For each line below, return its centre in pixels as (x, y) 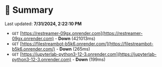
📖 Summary (29, 10)
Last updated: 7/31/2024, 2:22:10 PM (43, 24)
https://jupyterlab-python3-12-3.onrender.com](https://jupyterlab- (89, 54)
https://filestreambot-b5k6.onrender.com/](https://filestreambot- (87, 43)
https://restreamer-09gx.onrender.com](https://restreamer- (82, 33)
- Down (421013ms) (75, 38)
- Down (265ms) (73, 49)
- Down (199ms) (89, 59)
